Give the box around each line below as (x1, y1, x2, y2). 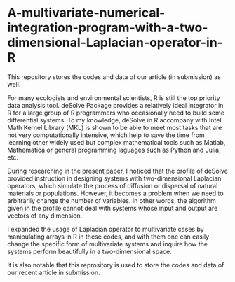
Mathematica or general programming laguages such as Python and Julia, (7, 146, 221, 154)
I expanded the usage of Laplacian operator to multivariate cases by (7, 225, 205, 233)
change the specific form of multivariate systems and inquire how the (7, 239, 208, 248)
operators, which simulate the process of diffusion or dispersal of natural (7, 181, 218, 190)
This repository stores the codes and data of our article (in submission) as (7, 72, 221, 81)
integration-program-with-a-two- (7, 20, 208, 36)
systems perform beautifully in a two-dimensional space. (7, 247, 172, 255)
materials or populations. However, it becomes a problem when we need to (7, 189, 224, 197)
